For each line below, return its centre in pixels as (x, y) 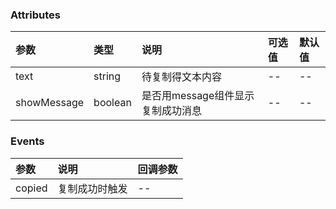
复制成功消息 (171, 111)
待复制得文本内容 (181, 77)
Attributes (35, 15)
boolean (112, 103)
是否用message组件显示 (198, 96)
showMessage (50, 103)
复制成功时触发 (92, 188)
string (107, 76)
